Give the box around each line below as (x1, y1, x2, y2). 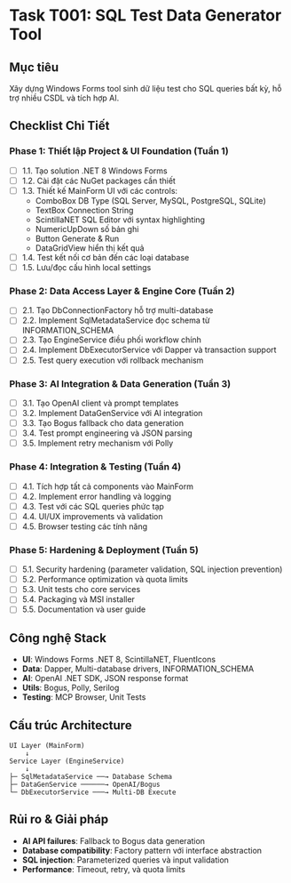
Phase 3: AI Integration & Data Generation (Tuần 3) (9, 377, 232, 389)
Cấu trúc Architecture (9, 718, 132, 733)
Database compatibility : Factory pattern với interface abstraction (21, 845, 263, 855)
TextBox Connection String (35, 205, 134, 215)
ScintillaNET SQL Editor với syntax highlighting (35, 214, 206, 225)
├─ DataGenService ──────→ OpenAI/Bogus (9, 780, 161, 790)
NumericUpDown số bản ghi (35, 223, 139, 234)
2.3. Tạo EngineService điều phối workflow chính (21, 334, 202, 345)
